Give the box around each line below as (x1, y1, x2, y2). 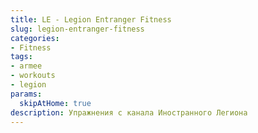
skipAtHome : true (19, 98, 92, 108)
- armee (10, 61, 43, 71)
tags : (10, 52, 33, 62)
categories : (10, 33, 60, 43)
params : (10, 89, 43, 99)
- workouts (10, 71, 56, 81)
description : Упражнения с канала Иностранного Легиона (10, 107, 248, 118)
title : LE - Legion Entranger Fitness (10, 14, 172, 25)
